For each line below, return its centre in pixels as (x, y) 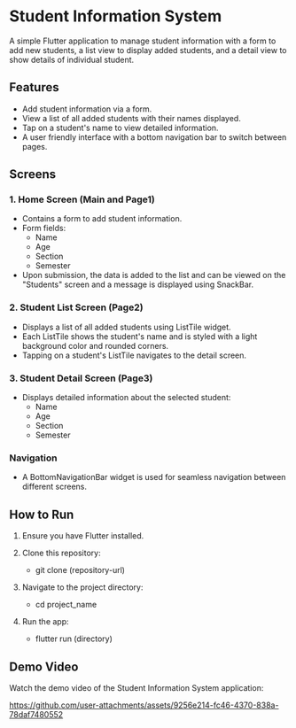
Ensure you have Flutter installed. (83, 536)
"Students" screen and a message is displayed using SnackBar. (138, 284)
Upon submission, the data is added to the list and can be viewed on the (154, 275)
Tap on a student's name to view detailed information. (120, 128)
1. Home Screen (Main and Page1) (82, 199)
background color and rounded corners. (95, 345)
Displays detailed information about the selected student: (126, 398)
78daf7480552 (36, 714)
